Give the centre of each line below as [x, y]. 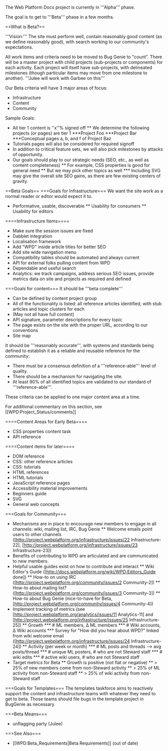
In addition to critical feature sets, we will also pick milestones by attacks [88, 149]
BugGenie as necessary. [30, 704]
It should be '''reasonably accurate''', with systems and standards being [79, 345]
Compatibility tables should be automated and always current [76, 257]
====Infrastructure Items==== [37, 221]
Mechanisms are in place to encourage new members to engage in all [84, 524]
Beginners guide [29, 494]
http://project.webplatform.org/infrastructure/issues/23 [81, 545]
